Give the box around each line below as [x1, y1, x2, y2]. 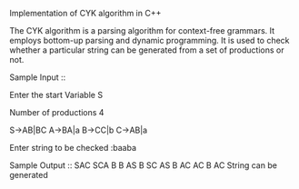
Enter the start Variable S [9, 90, 103, 100]
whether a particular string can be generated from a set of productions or [9, 45, 284, 55]
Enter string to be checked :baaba [9, 143, 137, 153]
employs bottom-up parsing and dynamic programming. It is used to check [9, 35, 290, 45]
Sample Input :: [9, 72, 66, 83]
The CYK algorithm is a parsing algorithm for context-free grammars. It [9, 25, 275, 35]
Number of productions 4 [9, 107, 105, 117]
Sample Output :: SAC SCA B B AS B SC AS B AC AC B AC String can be [9, 160, 277, 171]
